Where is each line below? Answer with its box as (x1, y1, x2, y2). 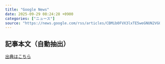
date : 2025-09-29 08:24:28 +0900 (5, 12, 74, 16)
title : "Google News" (5, 7, 50, 12)
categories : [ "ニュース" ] (5, 16, 55, 21)
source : (5, 20, 21, 26)
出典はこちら (5, 54, 31, 60)
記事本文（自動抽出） (5, 40, 70, 48)
